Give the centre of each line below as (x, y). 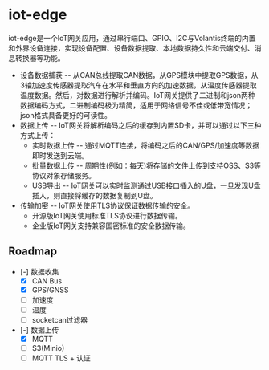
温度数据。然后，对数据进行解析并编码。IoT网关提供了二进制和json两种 (137, 95)
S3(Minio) (48, 348)
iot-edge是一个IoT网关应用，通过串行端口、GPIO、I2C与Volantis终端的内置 (132, 38)
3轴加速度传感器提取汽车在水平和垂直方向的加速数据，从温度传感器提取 (138, 85)
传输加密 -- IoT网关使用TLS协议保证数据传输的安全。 (107, 205)
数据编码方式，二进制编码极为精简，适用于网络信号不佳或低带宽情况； (136, 105)
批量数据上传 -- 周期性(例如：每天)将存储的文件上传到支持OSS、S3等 (146, 165)
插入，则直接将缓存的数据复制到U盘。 (95, 195)
